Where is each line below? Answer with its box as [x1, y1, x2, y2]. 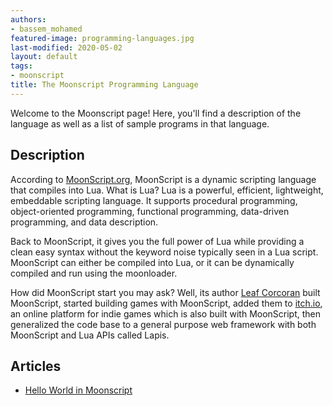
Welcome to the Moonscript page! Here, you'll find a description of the [10, 107, 302, 119]
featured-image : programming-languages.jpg [10, 33, 195, 43]
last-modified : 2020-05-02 [10, 42, 123, 53]
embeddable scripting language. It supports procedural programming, [10, 194, 298, 206]
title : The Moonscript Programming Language [10, 80, 199, 90]
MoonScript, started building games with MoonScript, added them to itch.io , [10, 297, 323, 309]
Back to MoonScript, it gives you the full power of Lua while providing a [10, 235, 305, 247]
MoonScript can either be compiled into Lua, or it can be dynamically [10, 256, 295, 268]
